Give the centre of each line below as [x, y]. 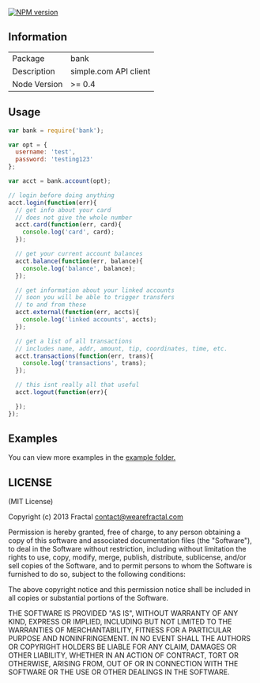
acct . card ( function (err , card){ [69, 225]
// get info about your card [63, 210]
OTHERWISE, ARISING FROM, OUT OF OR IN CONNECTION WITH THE [123, 664]
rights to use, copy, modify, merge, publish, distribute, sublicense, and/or [127, 557]
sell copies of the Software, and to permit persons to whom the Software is [130, 566]
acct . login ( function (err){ [53, 203]
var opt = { [28, 145]
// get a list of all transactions [74, 341]
